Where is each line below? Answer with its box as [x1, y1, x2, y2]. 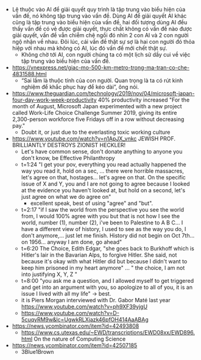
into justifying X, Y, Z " [21, 271, 78, 278]
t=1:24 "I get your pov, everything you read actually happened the [21, 161, 187, 168]
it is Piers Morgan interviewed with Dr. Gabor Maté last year [21, 297, 171, 303]
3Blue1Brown [21, 348, 54, 355]
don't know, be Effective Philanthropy [21, 154, 115, 161]
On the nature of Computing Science [33, 335, 126, 342]
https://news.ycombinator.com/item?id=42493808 [12, 322, 139, 330]
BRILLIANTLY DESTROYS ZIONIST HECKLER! [12, 142, 126, 148]
